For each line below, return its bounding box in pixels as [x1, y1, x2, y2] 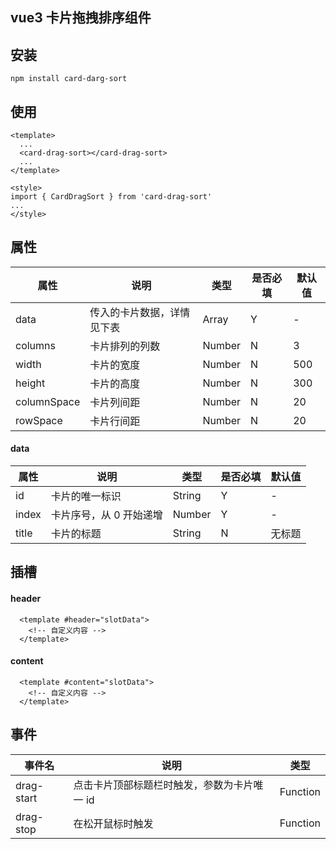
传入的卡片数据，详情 [89, 305, 191, 319]
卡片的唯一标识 [50, 489, 122, 503]
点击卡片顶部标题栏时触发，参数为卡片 [73, 778, 254, 792]
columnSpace [15, 394, 81, 408]
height [15, 376, 46, 390]
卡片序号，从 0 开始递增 [50, 508, 163, 522]
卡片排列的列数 [89, 339, 161, 353]
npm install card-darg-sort [10, 74, 128, 84]
